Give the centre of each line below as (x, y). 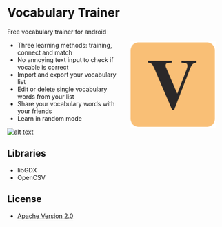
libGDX (27, 170)
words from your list (46, 96)
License (24, 199)
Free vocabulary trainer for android (57, 32)
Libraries (27, 154)
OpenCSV (31, 177)
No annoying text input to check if (65, 59)
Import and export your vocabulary (67, 75)
